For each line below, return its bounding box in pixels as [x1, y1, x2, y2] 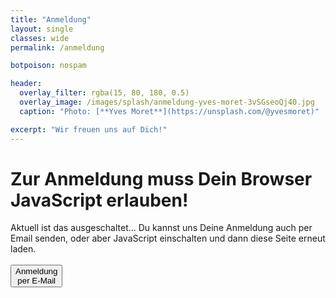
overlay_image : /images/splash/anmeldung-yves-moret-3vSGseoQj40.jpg [19, 97, 315, 107]
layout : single [10, 24, 74, 34]
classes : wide [10, 33, 70, 43]
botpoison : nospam [10, 61, 87, 71]
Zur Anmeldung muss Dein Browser [10, 167, 313, 190]
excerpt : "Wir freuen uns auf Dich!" [10, 124, 168, 135]
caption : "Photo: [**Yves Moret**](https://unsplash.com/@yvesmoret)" [19, 106, 320, 116]
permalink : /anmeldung [10, 42, 105, 53]
